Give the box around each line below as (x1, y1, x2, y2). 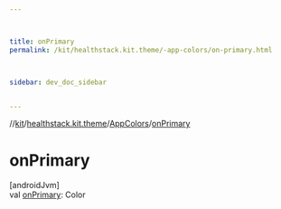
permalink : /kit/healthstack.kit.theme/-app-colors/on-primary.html (9, 45, 273, 54)
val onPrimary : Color (9, 189, 86, 200)
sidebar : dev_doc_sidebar (9, 78, 107, 87)
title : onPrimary (9, 37, 75, 46)
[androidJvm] (9, 180, 61, 191)
